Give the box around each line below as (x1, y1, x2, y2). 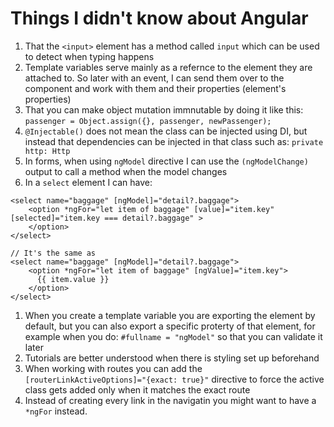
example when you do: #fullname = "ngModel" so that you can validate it (24, 330, 323, 342)
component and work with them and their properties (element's (24, 82, 287, 94)
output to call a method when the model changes (24, 165, 228, 177)
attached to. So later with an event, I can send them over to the (24, 72, 285, 84)
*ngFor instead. (24, 405, 88, 417)
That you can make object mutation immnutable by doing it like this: (24, 103, 304, 116)
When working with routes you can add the (24, 362, 203, 374)
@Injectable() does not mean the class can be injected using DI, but (24, 125, 308, 137)
